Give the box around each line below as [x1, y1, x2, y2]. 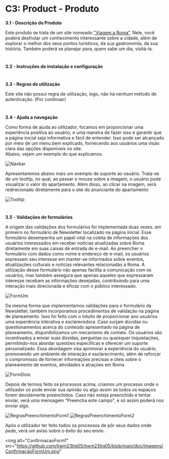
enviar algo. [5, 402, 30, 408]
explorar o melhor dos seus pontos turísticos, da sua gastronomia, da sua [5, 40, 158, 46]
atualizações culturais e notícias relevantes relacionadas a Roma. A [5, 261, 145, 267]
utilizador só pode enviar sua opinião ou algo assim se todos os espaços [5, 386, 156, 392]
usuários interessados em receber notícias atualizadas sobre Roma [5, 240, 145, 246]
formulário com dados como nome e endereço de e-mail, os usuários [5, 251, 149, 257]
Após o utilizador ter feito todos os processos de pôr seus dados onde [5, 422, 152, 428]
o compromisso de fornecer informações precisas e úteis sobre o [5, 356, 141, 362]
